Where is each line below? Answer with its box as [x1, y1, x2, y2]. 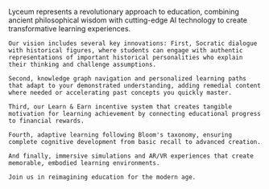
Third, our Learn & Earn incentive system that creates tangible [8, 103, 232, 111]
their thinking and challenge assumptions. [8, 60, 157, 68]
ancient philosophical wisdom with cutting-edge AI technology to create [8, 15, 248, 25]
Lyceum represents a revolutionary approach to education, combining [8, 7, 240, 16]
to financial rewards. [8, 117, 85, 125]
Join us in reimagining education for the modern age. [8, 173, 197, 181]
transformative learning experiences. [8, 24, 131, 33]
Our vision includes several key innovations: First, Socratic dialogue [8, 39, 258, 47]
